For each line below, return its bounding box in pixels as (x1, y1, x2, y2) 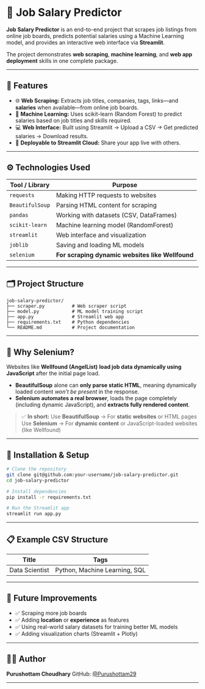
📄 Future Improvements (6, 593, 98, 603)
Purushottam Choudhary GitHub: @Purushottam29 (6, 670, 137, 677)
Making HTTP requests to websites (56, 191, 157, 199)
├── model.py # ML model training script (6, 308, 143, 315)
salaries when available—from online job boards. (15, 103, 139, 111)
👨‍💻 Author (6, 654, 46, 665)
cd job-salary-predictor (6, 477, 70, 483)
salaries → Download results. (15, 132, 88, 140)
